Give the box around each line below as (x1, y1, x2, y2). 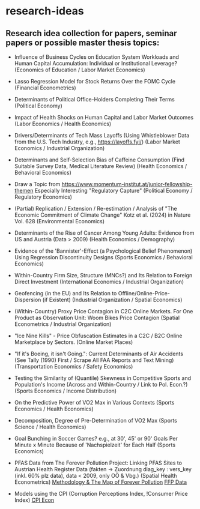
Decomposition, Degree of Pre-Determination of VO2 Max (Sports (14, 417, 178, 424)
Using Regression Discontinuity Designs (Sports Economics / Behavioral (14, 254, 193, 261)
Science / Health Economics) (14, 423, 86, 430)
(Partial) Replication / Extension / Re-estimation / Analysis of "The (14, 205, 178, 212)
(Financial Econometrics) (14, 84, 76, 91)
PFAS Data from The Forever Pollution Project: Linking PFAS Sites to (14, 459, 183, 466)
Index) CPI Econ (14, 496, 55, 504)
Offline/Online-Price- (118, 290, 171, 297)
